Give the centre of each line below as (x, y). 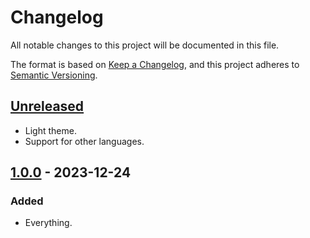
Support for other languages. (84, 141)
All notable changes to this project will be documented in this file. (145, 45)
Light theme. (50, 130)
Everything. (48, 223)
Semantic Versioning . (54, 75)
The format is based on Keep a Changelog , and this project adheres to (155, 64)
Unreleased (47, 106)
